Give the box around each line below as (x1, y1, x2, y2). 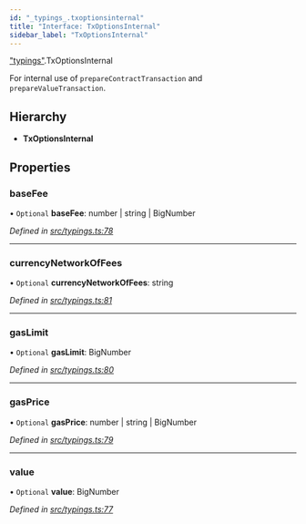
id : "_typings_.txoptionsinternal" (9, 13, 145, 23)
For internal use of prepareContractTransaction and (9, 73, 203, 84)
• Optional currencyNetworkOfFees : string (9, 277, 174, 288)
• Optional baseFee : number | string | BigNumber (9, 207, 196, 219)
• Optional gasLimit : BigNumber (9, 347, 132, 358)
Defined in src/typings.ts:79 (9, 434, 114, 445)
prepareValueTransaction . (9, 83, 107, 94)
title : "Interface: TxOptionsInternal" (9, 22, 161, 31)
